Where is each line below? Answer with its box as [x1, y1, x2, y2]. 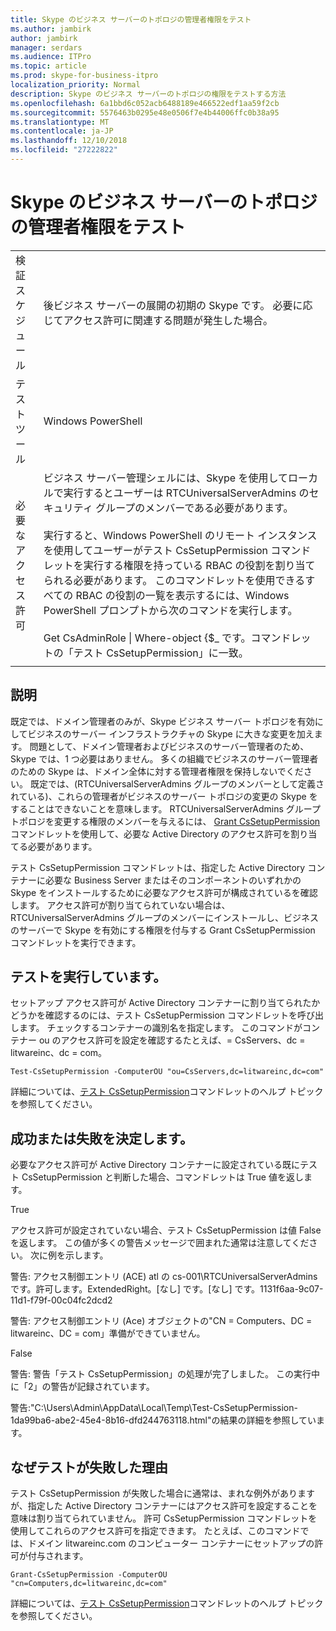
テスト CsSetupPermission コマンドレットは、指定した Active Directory [10, 861, 306, 873]
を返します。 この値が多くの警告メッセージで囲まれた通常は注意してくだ [10, 1237, 310, 1249]
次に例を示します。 [29, 1249, 109, 1261]
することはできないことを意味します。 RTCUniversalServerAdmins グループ [10, 802, 321, 815]
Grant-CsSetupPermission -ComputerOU [10, 1570, 168, 1580]
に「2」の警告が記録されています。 [10, 1381, 155, 1393]
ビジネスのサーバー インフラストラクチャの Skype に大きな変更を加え [27, 727, 315, 740]
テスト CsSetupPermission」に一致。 [73, 646, 249, 660]
